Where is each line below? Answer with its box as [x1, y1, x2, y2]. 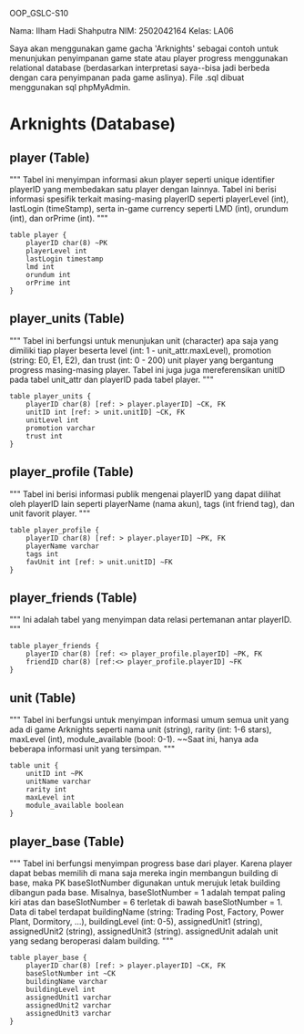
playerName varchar [25, 542, 100, 551]
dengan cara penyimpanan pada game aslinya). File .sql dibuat [9, 72, 245, 83]
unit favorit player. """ [9, 508, 91, 519]
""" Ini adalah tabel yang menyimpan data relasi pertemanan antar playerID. [9, 615, 292, 626]
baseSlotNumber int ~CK [25, 969, 117, 978]
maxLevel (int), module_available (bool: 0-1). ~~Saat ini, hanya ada [9, 734, 259, 745]
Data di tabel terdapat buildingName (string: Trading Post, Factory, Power [9, 906, 285, 917]
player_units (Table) [9, 311, 126, 326]
